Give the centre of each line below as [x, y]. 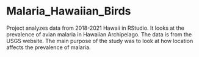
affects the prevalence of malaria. [49, 47]
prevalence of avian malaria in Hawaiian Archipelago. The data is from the [99, 34]
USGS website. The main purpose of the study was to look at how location [100, 41]
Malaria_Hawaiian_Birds [69, 11]
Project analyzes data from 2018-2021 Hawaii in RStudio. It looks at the [95, 28]
